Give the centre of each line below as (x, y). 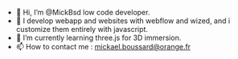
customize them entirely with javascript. (82, 29)
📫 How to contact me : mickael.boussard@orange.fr (103, 47)
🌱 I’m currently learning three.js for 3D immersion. (98, 37)
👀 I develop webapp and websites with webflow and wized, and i (123, 21)
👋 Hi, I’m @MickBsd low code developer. (83, 12)
